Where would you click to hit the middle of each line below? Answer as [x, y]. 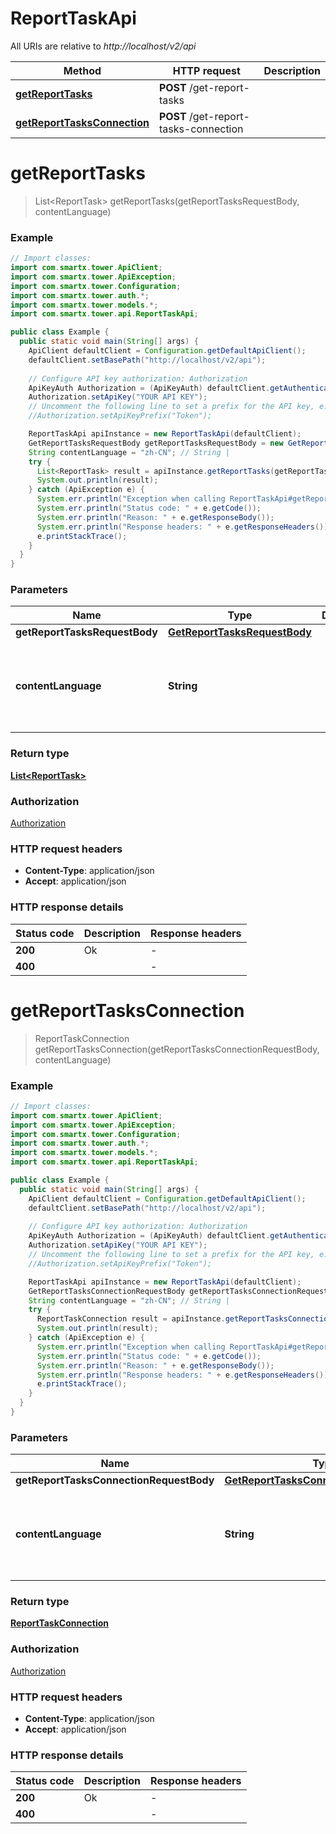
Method [82, 70]
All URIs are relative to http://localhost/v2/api [103, 46]
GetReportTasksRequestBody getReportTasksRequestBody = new [156, 443]
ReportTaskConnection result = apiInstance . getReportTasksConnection [184, 1319]
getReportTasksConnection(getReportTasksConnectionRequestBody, [177, 1049]
